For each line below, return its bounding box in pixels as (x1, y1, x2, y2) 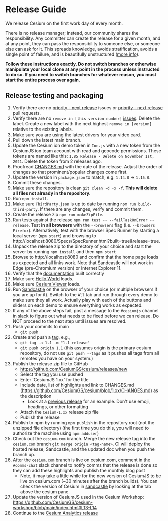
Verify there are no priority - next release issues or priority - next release (12, 104, 163, 111)
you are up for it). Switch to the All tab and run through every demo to (12, 291, 158, 297)
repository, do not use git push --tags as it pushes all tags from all (20, 350, 159, 356)
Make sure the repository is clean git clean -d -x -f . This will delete (12, 185, 158, 191)
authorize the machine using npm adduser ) (12, 430, 99, 436)
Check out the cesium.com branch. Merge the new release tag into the (12, 435, 156, 441)
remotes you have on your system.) (20, 355, 93, 361)
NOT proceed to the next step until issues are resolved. (12, 318, 127, 324)
